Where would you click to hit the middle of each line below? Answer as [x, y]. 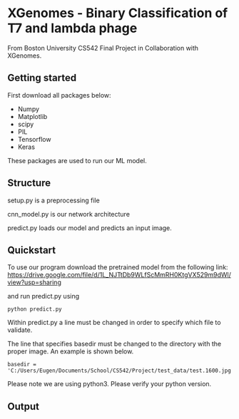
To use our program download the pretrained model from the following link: [118, 267]
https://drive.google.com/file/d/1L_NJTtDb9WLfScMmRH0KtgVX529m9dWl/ [119, 275]
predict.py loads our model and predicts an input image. [90, 228]
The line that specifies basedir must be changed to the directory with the [115, 344]
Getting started [42, 78]
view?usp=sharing [35, 282]
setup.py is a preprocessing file [54, 200]
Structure [29, 183]
